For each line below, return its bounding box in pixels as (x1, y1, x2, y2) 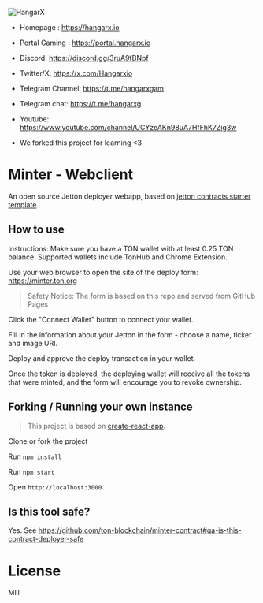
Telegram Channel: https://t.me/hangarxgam (19, 84, 164, 93)
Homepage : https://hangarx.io (19, 23, 120, 32)
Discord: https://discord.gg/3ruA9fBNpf (19, 54, 149, 62)
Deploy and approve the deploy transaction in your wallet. (8, 353, 195, 363)
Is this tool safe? (8, 504, 91, 518)
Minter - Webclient (8, 166, 134, 184)
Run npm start (8, 467, 55, 476)
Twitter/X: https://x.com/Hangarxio (19, 69, 133, 78)
